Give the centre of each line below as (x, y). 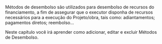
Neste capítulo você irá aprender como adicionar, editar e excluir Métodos (81, 32)
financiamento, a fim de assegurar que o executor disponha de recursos (79, 12)
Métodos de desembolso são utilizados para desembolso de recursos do (80, 7)
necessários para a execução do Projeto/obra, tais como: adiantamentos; (80, 17)
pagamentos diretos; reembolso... (40, 22)
